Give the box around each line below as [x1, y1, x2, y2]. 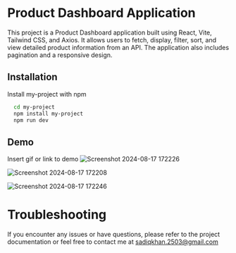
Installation [7, 71, 58, 83]
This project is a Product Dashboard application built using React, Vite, [7, 28, 213, 37]
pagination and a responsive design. [7, 51, 113, 59]
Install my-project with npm [7, 90, 87, 98]
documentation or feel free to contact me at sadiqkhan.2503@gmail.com [7, 237, 218, 246]
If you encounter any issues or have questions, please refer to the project [7, 230, 221, 239]
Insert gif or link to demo [7, 155, 79, 163]
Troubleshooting [7, 206, 107, 223]
